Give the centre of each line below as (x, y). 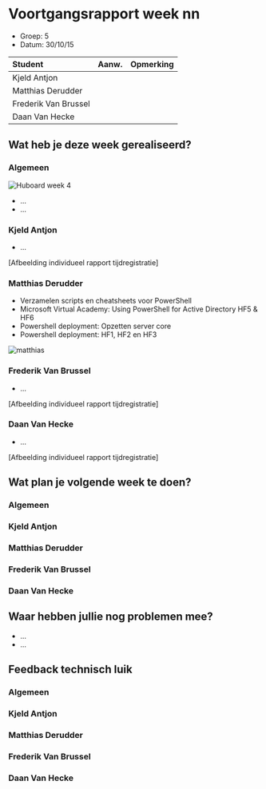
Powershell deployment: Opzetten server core (95, 326)
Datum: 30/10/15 (47, 44)
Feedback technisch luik (71, 670)
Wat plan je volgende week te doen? (100, 483)
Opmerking (152, 64)
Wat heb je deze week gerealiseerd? (100, 145)
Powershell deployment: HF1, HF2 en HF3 (88, 335)
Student (28, 64)
